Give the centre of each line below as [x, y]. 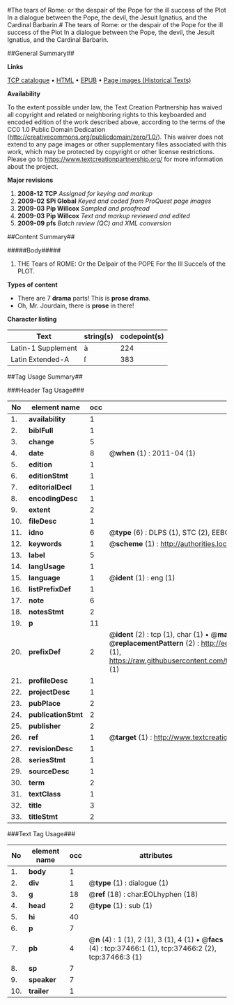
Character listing [32, 319]
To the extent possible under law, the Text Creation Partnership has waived [115, 107]
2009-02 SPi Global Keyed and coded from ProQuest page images [114, 201]
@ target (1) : [131, 737]
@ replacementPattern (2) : [154, 643]
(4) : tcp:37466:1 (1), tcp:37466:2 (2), [153, 948]
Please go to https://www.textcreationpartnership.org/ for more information [115, 159]
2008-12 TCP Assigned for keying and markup [85, 194]
